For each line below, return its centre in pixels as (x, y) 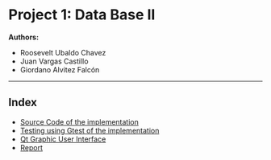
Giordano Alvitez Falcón (60, 69)
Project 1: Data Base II (82, 15)
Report (31, 147)
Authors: (23, 37)
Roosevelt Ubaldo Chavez (63, 52)
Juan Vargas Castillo (54, 61)
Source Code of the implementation (79, 121)
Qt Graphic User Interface (63, 139)
